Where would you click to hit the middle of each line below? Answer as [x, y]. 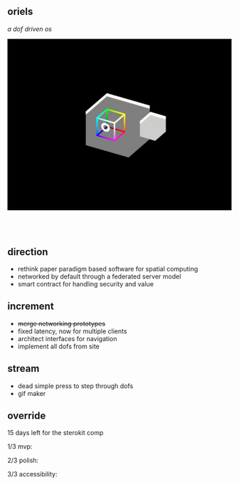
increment [31, 307]
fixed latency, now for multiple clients [72, 331]
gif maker [32, 393]
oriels [20, 12]
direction [28, 252]
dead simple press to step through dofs [75, 386]
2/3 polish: [23, 460]
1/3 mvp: [20, 447]
